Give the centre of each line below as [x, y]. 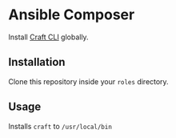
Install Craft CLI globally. [49, 37]
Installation [37, 62]
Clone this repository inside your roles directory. [89, 81]
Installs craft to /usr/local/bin [60, 126]
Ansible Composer [72, 15]
